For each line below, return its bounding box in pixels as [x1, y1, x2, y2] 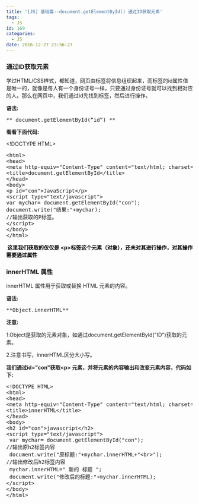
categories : [6, 31, 36, 37]
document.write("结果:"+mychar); [6, 206, 101, 213]
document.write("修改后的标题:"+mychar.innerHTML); [9, 474, 156, 480]
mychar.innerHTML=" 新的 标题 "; [9, 466, 102, 473]
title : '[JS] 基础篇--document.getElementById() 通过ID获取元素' [6, 8, 163, 15]
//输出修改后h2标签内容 [6, 459, 66, 465]
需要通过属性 [6, 251, 37, 259]
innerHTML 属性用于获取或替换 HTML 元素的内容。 [6, 282, 131, 289]
